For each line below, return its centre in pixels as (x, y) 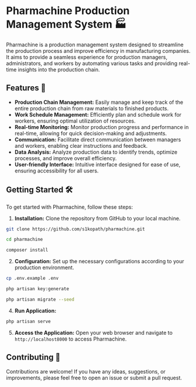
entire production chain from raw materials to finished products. (92, 108)
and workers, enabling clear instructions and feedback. (81, 145)
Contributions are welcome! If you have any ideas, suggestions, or (86, 371)
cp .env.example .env (32, 279)
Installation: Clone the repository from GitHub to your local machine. (97, 218)
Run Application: (35, 310)
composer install (27, 250)
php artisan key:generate (37, 289)
